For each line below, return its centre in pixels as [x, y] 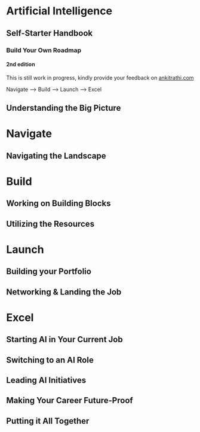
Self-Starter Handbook [50, 33]
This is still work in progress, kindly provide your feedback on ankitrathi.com [100, 77]
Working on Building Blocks [59, 204]
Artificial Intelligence [59, 11]
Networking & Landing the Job [64, 292]
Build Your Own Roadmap [44, 50]
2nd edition [21, 65]
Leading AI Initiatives [46, 380]
